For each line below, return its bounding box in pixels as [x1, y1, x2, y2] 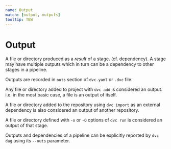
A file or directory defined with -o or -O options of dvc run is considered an [5, 117, 162, 123]
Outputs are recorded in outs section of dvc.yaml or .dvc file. [5, 77, 133, 83]
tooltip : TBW [5, 17, 33, 22]
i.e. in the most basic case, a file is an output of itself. [5, 92, 117, 98]
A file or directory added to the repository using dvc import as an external [5, 102, 161, 108]
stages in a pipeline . [5, 67, 47, 73]
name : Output [5, 7, 33, 13]
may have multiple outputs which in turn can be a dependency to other [5, 61, 154, 67]
